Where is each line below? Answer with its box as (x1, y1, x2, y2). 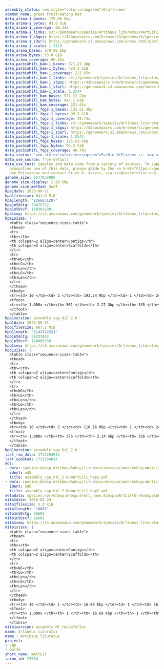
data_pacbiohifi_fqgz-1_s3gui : (5, 125, 69, 130)
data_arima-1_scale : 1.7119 (5, 43, 62, 48)
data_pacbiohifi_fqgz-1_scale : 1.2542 (5, 134, 84, 139)
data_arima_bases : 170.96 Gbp (5, 48, 67, 53)
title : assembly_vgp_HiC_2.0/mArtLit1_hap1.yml (9, 475, 108, 480)
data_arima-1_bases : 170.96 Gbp (5, 16, 71, 21)
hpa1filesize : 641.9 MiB (5, 193, 56, 198)
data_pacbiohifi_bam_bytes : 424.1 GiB (5, 98, 84, 103)
